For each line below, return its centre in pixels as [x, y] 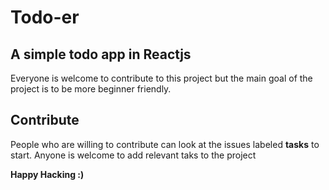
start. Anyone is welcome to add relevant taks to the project [133, 155]
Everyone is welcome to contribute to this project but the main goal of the [161, 78]
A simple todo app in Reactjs [101, 54]
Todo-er [45, 17]
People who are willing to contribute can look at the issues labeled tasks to [165, 144]
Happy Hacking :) [47, 174]
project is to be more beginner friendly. [91, 89]
